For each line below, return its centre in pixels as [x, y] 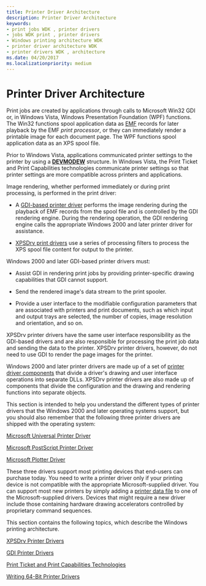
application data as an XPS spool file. [53, 143]
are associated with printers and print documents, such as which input [104, 310]
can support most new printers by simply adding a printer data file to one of [102, 491]
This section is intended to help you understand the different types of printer [103, 404]
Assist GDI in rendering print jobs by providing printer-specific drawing [105, 273]
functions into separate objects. [47, 393]
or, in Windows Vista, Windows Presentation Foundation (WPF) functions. [99, 117]
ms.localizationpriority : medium [49, 63]
